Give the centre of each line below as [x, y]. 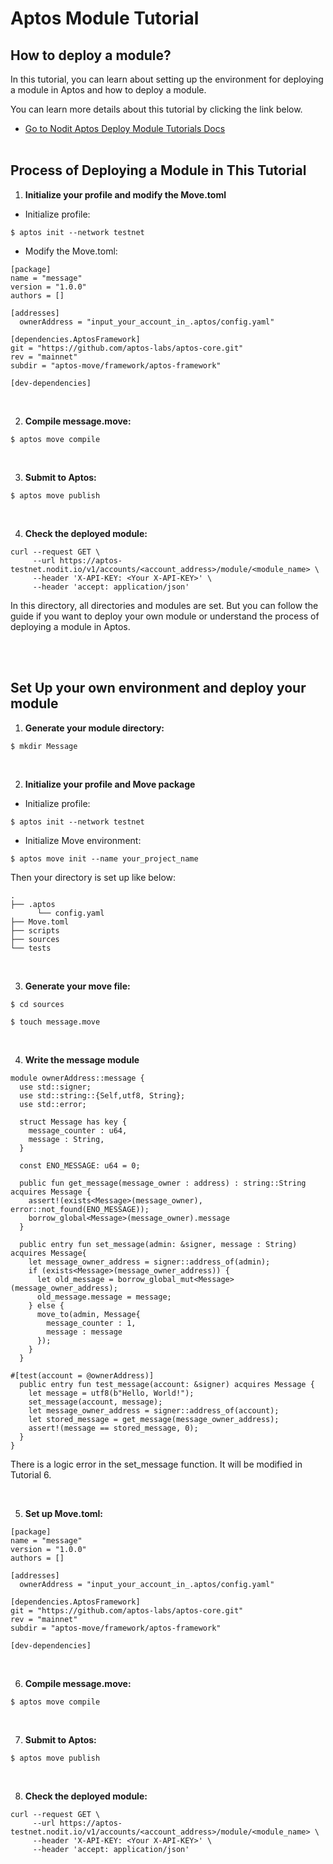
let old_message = [75, 1279]
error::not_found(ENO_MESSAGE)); [80, 1209]
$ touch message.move [55, 1022]
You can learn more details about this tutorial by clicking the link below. [156, 109]
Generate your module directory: [94, 728]
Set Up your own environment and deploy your [158, 688]
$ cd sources [37, 1004]
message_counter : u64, [78, 1130]
